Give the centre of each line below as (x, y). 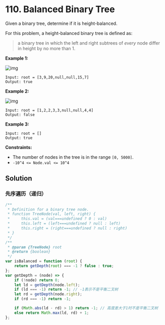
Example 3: (17, 124)
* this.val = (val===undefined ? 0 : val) (57, 219)
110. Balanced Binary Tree (60, 9)
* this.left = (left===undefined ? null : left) (64, 224)
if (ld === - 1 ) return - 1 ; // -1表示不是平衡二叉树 (66, 290)
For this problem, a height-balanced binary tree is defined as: (69, 33)
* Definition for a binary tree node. (48, 209)
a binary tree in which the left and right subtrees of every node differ (89, 43)
